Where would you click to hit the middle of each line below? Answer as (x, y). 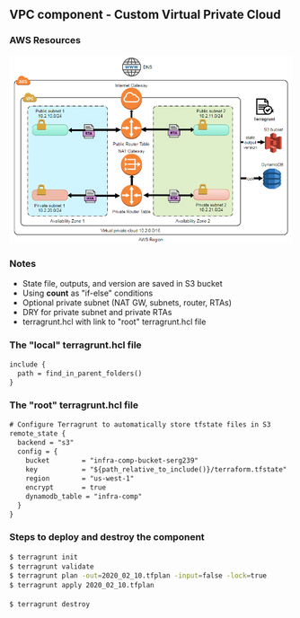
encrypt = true (66, 488)
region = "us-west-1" (80, 479)
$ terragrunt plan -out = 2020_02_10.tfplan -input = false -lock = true (138, 576)
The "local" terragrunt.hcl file (75, 345)
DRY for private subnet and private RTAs (97, 312)
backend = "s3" (46, 443)
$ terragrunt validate (52, 566)
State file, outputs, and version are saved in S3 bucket (122, 283)
